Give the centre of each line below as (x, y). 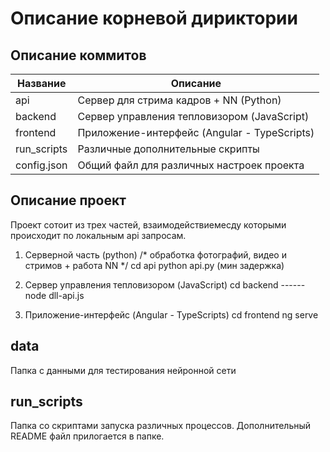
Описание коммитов (78, 55)
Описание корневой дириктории (154, 18)
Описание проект (68, 200)
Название (41, 83)
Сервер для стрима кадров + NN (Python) (179, 100)
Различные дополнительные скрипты (168, 149)
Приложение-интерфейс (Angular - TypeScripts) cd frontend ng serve (171, 314)
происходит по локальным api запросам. (98, 235)
